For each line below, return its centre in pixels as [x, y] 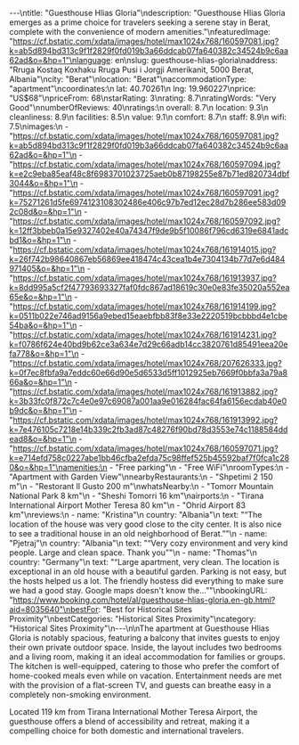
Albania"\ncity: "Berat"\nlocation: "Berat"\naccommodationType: [128, 79]
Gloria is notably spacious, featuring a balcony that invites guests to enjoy [145, 638]
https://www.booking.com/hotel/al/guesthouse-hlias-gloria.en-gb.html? [144, 600]
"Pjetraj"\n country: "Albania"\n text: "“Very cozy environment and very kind [149, 543]
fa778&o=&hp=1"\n [44, 354]
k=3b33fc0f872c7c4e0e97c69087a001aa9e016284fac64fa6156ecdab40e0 [148, 401]
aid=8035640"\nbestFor [54, 609]
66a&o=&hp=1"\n [41, 382]
